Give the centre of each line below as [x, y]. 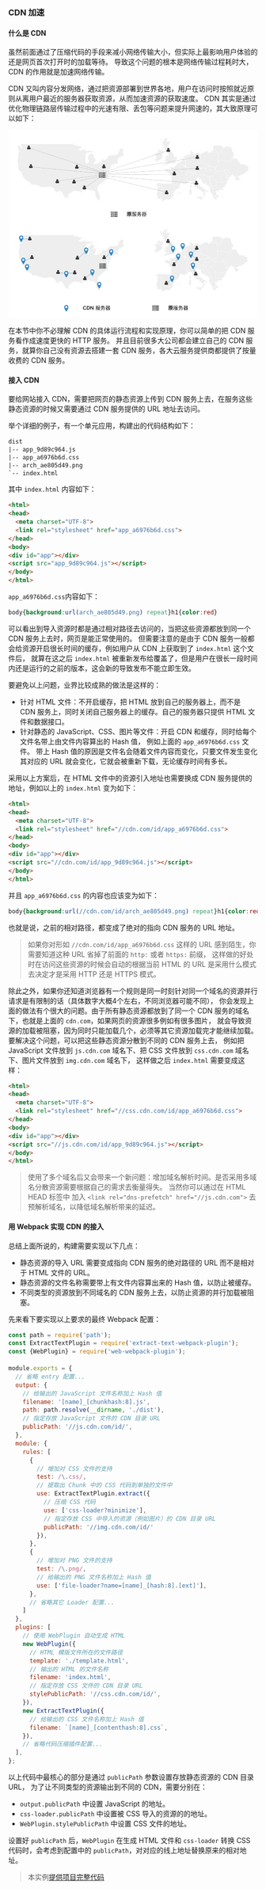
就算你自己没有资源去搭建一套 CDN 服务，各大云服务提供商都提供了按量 [139, 351]
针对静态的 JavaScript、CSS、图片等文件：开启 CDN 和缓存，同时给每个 [138, 731]
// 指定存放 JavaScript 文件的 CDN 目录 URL [91, 1419]
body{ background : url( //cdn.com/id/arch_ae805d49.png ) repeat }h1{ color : [129, 911]
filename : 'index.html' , [70, 1678]
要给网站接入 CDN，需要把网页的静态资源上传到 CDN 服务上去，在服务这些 [131, 399]
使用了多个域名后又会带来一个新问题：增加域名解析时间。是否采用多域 [142, 1177]
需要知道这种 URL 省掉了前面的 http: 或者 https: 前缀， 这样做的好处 [141, 954]
